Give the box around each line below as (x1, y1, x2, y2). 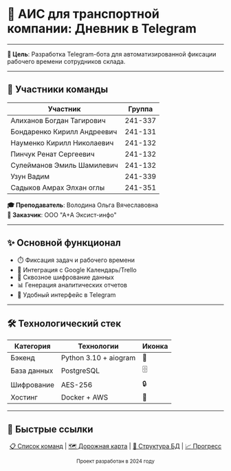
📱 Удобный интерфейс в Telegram (16, 290, 116, 298)
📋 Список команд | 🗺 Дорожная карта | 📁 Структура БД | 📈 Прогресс (9, 442, 222, 450)
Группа (128, 104, 153, 113)
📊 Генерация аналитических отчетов (16, 281, 128, 289)
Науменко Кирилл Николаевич (10, 138, 114, 147)
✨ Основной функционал (7, 237, 122, 249)
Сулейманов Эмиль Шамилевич (10, 160, 118, 170)
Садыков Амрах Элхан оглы (10, 182, 105, 192)
